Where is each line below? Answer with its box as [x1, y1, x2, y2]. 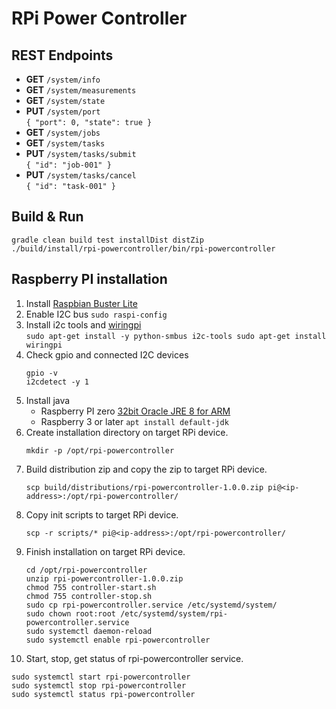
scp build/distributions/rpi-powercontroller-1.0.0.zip [25, 482, 264, 492]
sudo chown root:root [25, 608, 116, 619]
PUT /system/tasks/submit [25, 148, 137, 159]
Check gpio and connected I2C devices [25, 348, 189, 361]
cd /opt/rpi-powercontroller [25, 565, 148, 575]
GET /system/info [25, 73, 101, 85]
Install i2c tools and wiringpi [25, 318, 142, 331]
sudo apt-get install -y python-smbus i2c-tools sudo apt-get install [25, 331, 327, 341]
